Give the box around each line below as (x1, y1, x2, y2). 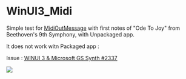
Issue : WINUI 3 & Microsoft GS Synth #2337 (6, 54, 118, 61)
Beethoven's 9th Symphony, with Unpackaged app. (6, 30, 135, 38)
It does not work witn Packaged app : (6, 43, 100, 50)
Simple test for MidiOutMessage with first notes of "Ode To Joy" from (6, 24, 181, 32)
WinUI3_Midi (6, 4, 73, 18)
